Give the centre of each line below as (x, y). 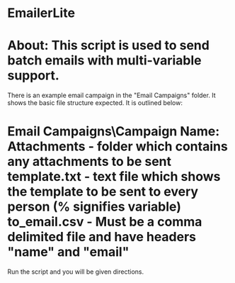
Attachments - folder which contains (117, 146)
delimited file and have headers (102, 237)
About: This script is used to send (109, 46)
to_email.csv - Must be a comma (105, 222)
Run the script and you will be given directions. (75, 272)
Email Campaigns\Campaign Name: (114, 132)
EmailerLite (41, 13)
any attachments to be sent (90, 162)
